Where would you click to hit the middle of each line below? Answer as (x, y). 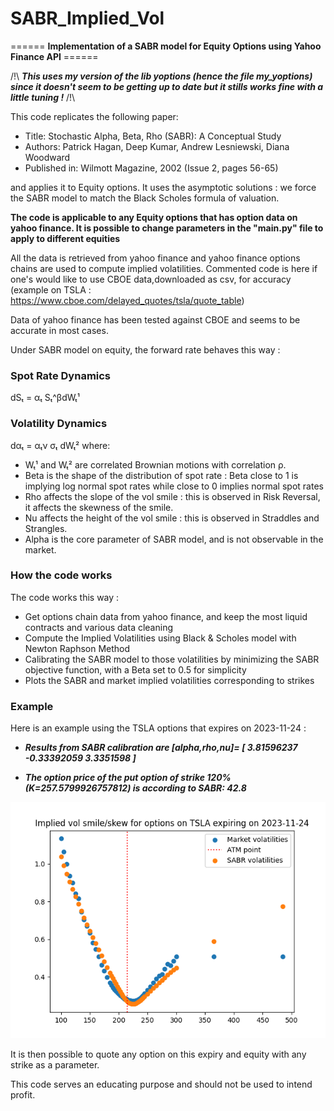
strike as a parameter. (55, 1065)
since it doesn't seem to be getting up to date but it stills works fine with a (167, 86)
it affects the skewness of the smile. (99, 507)
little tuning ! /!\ (43, 97)
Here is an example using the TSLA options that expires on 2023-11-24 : (158, 728)
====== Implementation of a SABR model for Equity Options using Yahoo (166, 46)
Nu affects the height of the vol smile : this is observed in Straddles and (172, 518)
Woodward (47, 157)
